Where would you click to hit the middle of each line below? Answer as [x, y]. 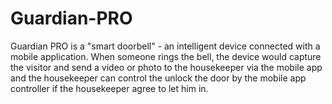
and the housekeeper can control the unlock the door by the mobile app [158, 78]
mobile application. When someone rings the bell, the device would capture [166, 56]
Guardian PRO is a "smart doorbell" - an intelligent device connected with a [165, 46]
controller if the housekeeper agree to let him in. [109, 88]
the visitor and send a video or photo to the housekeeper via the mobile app [166, 67]
